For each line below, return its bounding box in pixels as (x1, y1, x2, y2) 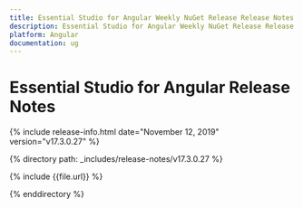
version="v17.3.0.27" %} (9, 137, 100, 147)
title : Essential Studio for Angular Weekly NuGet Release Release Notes (9, 13, 295, 23)
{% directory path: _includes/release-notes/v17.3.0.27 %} (9, 154, 224, 165)
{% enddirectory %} (9, 189, 84, 200)
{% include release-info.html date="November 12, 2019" (9, 127, 220, 137)
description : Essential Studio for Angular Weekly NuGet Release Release (9, 22, 295, 31)
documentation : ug (9, 38, 79, 48)
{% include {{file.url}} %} (9, 171, 103, 182)
